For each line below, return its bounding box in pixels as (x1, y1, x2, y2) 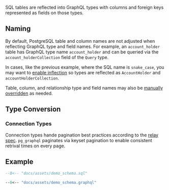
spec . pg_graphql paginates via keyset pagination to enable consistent (5, 137, 153, 143)
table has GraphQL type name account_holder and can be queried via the (5, 48, 159, 55)
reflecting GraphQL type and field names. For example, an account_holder (5, 43, 160, 49)
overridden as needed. (5, 90, 53, 96)
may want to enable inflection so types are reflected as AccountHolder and (5, 69, 161, 75)
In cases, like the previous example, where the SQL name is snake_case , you (5, 64, 164, 70)
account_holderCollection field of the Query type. (5, 54, 109, 60)
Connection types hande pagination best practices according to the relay (5, 132, 159, 138)
